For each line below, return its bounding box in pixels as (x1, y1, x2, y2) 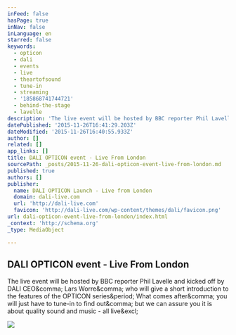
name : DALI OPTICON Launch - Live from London (13, 187, 152, 194)
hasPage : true (7, 17, 49, 24)
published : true (7, 167, 55, 175)
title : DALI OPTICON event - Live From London (7, 154, 146, 162)
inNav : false (7, 23, 46, 30)
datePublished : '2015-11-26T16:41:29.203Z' (7, 121, 137, 129)
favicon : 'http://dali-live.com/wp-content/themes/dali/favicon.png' (13, 207, 221, 214)
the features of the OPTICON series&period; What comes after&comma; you (7, 292, 228, 301)
